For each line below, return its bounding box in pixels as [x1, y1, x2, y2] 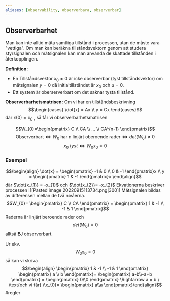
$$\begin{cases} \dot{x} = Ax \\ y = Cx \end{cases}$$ [28, 107, 143, 113]
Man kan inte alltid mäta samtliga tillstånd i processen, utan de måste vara [5, 40, 160, 46]
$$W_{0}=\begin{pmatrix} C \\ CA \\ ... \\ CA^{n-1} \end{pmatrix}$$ [15, 126, 155, 132]
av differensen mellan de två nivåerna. [5, 192, 85, 198]
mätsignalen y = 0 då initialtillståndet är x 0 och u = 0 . [12, 82, 124, 89]
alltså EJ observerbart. [5, 231, 53, 237]
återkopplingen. [5, 56, 38, 62]
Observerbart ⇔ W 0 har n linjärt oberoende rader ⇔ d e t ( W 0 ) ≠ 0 [15, 133, 155, 141]
